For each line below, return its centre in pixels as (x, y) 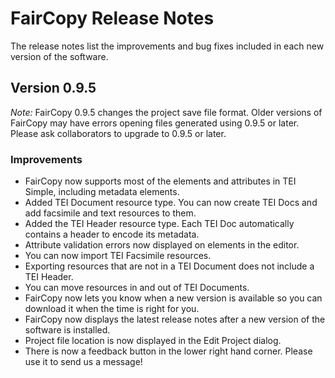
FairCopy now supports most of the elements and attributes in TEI (160, 181)
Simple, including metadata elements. (102, 192)
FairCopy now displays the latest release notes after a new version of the (175, 319)
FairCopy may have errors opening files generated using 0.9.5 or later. (155, 123)
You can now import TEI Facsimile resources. (118, 256)
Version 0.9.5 (53, 88)
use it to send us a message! (83, 362)
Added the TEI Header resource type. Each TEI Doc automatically (159, 224)
